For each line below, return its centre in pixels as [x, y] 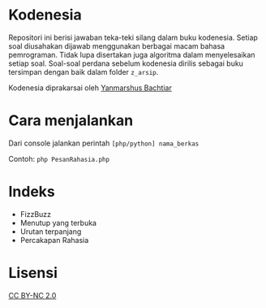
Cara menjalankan [71, 121]
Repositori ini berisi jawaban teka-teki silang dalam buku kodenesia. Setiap [133, 37]
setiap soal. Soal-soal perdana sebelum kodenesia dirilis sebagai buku [126, 63]
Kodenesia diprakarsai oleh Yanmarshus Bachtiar [90, 88]
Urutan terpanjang [51, 231]
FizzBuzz [35, 214]
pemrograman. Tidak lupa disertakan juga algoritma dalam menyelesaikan [132, 54]
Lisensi [33, 273]
